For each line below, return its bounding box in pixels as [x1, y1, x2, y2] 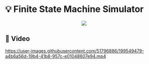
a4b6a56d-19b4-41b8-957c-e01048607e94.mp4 [5, 53, 106, 59]
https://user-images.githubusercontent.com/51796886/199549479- [5, 47, 144, 53]
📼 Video [5, 34, 30, 43]
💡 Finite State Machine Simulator [5, 3, 144, 15]
